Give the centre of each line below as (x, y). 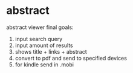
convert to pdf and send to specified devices (71, 58)
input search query (38, 39)
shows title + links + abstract (51, 51)
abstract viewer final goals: (40, 27)
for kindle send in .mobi (44, 65)
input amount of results (44, 45)
